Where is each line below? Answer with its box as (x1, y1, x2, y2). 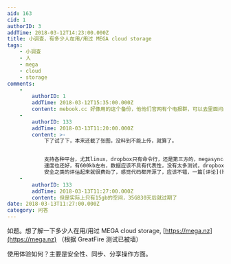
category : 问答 (7, 207, 49, 214)
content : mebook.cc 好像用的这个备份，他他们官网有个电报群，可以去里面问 (32, 106, 223, 112)
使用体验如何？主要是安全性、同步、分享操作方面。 (7, 250, 152, 258)
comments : (7, 80, 36, 87)
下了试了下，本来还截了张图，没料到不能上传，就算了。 (43, 138, 177, 145)
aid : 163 (7, 10, 32, 17)
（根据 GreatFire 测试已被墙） (58, 235, 142, 243)
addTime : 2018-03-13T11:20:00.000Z (32, 125, 134, 132)
